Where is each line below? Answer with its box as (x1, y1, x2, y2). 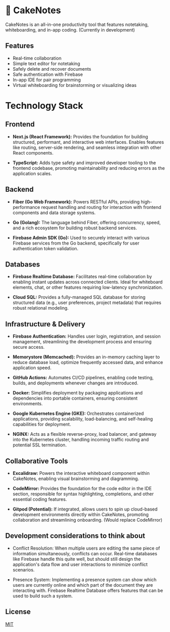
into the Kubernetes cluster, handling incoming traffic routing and (12, 437, 149, 443)
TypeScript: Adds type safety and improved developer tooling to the (12, 160, 156, 166)
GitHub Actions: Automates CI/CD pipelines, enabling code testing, (12, 375, 154, 381)
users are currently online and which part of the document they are (12, 582, 153, 588)
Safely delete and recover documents (12, 66, 91, 72)
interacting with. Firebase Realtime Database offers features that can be (12, 587, 163, 593)
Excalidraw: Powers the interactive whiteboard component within (12, 470, 150, 476)
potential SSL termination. (12, 442, 67, 448)
